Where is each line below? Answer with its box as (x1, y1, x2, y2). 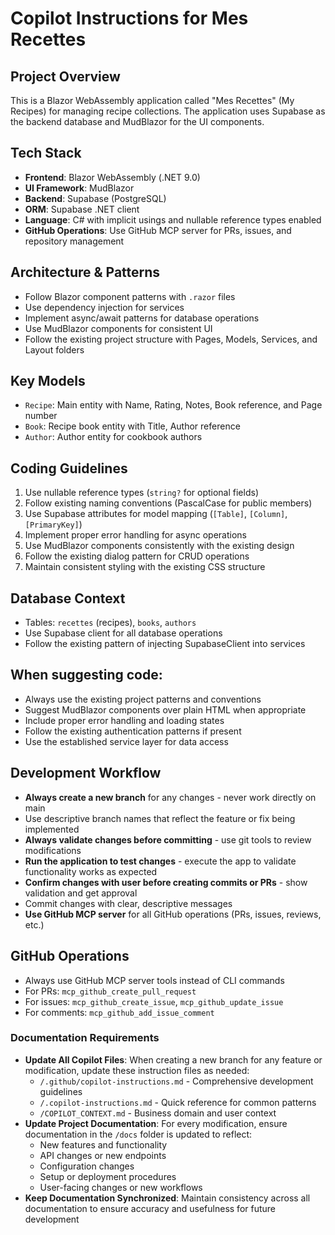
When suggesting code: (10, 667, 163, 684)
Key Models (10, 373, 86, 390)
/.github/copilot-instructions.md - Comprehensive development (39, 1075, 314, 1087)
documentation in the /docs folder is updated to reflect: (24, 1128, 253, 1140)
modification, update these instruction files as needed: (24, 1064, 250, 1076)
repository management (24, 235, 125, 247)
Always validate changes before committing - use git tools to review (24, 833, 312, 846)
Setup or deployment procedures (39, 1170, 177, 1182)
